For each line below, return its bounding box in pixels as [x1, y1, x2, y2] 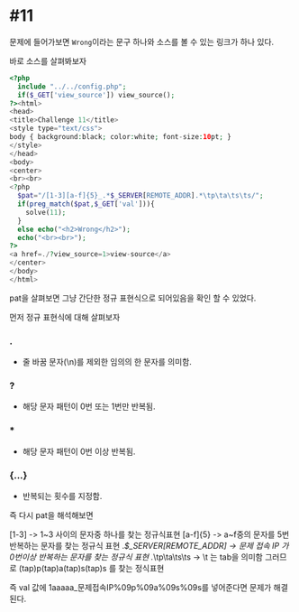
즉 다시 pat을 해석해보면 [9, 510, 94, 520]
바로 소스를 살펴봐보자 [9, 55, 87, 66]
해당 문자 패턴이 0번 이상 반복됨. [22, 446, 136, 457]
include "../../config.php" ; [17, 82, 127, 91]
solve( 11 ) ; [25, 208, 67, 217]
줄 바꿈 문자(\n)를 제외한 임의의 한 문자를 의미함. [22, 357, 192, 367]
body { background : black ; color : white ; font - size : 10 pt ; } [9, 133, 231, 142]
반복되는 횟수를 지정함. [22, 491, 103, 501]
